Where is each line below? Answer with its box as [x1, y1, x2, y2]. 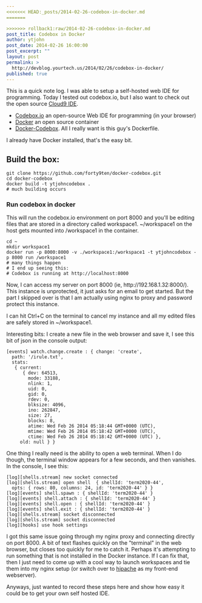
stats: [12, 359, 29, 366]
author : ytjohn [6, 37, 45, 43]
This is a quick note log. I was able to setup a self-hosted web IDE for [6, 87, 180, 95]
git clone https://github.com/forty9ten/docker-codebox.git [6, 171, 162, 177]
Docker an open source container [15, 118, 99, 126]
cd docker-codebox [6, 175, 53, 182]
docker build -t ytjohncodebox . [6, 181, 91, 187]
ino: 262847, [28, 407, 61, 414]
